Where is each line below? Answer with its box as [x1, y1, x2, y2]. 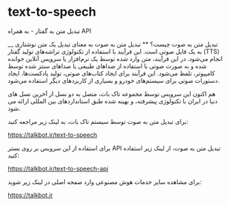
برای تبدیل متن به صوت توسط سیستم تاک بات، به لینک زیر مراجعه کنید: [8, 117, 189, 125]
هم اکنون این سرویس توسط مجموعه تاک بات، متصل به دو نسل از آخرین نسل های [8, 90, 216, 98]
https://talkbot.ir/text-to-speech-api [8, 164, 109, 172]
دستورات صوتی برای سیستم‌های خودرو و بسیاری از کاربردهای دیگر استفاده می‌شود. [8, 76, 219, 84]
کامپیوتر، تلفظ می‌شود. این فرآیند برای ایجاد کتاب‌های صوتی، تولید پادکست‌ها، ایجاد [8, 69, 215, 77]
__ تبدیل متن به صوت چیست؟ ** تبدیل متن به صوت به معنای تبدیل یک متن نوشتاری [8, 40, 218, 48]
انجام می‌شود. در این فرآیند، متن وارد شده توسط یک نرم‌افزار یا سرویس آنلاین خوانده [8, 54, 223, 62]
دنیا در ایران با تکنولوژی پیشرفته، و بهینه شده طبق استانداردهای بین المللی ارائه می [8, 96, 218, 105]
